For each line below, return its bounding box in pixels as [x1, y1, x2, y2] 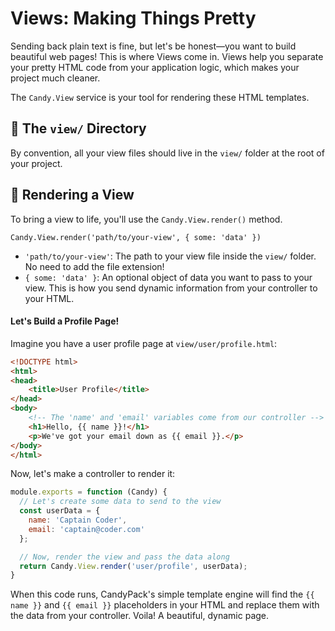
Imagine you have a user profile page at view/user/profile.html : [10, 337, 278, 349]
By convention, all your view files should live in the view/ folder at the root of [10, 147, 325, 159]
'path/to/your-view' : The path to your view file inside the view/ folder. [24, 250, 317, 262]
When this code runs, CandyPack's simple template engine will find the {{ [10, 588, 315, 601]
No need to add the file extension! [24, 260, 165, 272]
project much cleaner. [10, 72, 101, 84]
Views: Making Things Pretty [10, 7, 257, 30]
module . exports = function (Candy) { [10, 487, 168, 497]
